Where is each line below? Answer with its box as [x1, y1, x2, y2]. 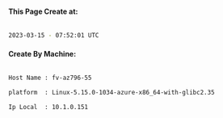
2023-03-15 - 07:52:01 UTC [8, 32, 99, 40]
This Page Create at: [8, 6, 78, 16]
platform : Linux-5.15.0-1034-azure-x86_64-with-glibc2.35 [8, 89, 216, 97]
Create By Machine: [8, 48, 77, 58]
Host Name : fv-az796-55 [8, 74, 92, 82]
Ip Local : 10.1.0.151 [8, 103, 89, 112]
